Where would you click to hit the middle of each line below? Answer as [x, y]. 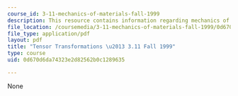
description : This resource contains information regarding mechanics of [119, 20]
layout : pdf [25, 40]
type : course [27, 54]
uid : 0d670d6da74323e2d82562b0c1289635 [66, 60]
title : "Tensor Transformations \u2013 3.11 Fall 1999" [91, 47]
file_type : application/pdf [49, 34]
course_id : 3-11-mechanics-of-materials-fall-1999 [84, 14]
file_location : [30, 27]
